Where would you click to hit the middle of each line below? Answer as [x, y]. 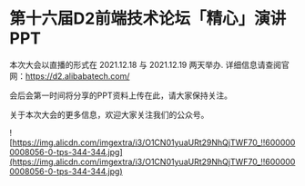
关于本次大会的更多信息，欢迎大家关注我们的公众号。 [109, 114]
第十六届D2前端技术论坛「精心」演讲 [148, 19]
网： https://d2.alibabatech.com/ [70, 76]
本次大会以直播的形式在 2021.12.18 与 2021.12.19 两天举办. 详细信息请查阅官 [149, 64]
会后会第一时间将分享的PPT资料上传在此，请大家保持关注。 [121, 95]
